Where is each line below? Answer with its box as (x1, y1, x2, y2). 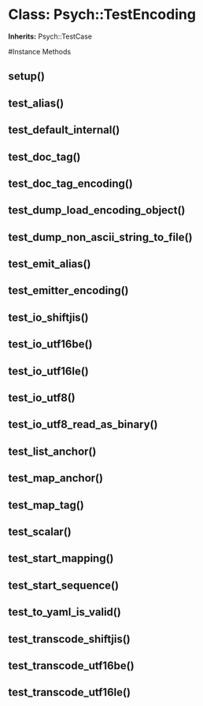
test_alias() (8, 96, 65, 110)
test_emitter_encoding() (8, 284, 129, 297)
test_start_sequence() (8, 578, 120, 592)
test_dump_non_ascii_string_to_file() (8, 230, 193, 243)
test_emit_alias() (8, 258, 91, 271)
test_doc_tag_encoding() (8, 176, 134, 190)
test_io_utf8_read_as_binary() (8, 418, 158, 431)
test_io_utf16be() (8, 337, 93, 351)
